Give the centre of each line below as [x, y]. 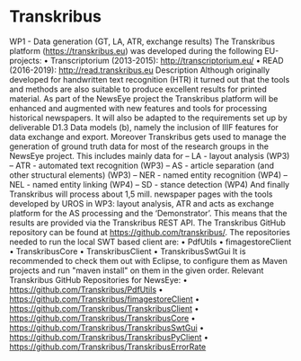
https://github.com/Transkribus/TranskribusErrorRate [108, 347]
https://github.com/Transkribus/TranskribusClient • [104, 308]
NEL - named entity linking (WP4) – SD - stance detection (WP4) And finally [150, 184]
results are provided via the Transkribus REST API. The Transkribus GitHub [147, 223]
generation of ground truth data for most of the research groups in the [139, 146]
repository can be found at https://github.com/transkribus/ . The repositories [150, 232]
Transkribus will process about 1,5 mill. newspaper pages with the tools [141, 194]
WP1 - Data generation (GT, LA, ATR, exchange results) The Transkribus [142, 41]
